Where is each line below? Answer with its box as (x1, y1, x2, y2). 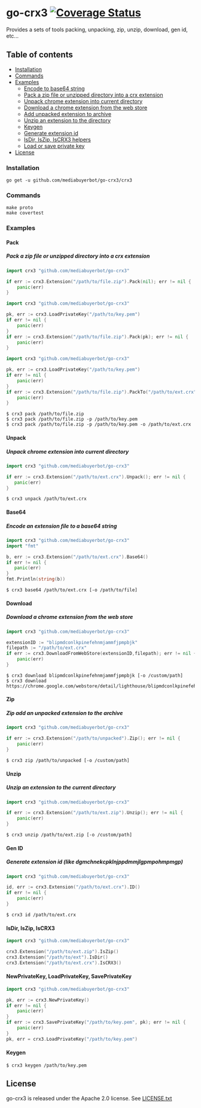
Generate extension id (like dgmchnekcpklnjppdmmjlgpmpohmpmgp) (6, 858, 184, 865)
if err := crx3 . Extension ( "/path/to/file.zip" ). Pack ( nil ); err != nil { (6, 278, 191, 285)
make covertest (6, 210, 44, 216)
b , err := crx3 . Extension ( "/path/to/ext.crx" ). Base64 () (6, 553, 148, 560)
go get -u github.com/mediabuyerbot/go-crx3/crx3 (6, 177, 133, 183)
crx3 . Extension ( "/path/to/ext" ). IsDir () (6, 954, 109, 960)
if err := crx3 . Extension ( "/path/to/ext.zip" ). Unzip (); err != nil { (6, 810, 184, 816)
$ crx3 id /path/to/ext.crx (6, 912, 77, 918)
